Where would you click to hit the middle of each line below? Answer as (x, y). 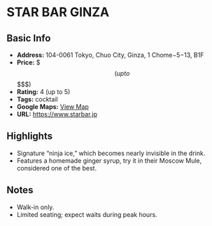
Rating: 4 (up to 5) (43, 92)
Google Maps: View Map (52, 107)
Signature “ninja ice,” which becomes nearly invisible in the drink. (111, 153)
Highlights (30, 137)
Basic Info (29, 38)
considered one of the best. (57, 168)
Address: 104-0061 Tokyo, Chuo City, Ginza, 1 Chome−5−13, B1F (110, 55)
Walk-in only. (35, 207)
